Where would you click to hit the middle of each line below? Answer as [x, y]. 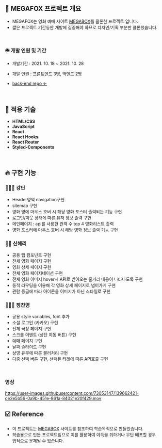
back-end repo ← [30, 83]
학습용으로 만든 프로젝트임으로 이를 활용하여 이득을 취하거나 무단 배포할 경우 [84, 435]
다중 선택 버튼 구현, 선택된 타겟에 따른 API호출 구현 [60, 359]
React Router [25, 142]
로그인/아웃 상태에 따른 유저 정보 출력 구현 [52, 218]
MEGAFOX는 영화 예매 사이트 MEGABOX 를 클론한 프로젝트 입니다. [75, 21]
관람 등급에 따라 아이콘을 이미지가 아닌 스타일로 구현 [61, 291]
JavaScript [23, 126]
